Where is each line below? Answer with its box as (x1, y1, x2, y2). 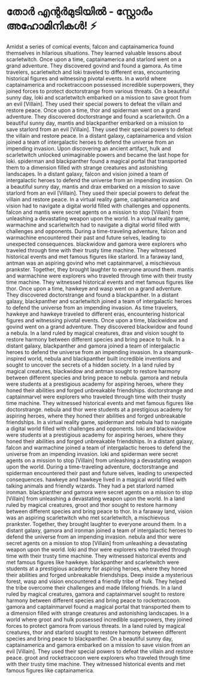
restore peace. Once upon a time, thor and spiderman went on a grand (6, 107, 181, 114)
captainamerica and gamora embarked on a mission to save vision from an (6, 641, 190, 648)
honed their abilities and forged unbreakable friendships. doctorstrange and (6, 386, 193, 394)
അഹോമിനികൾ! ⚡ (6, 19, 97, 33)
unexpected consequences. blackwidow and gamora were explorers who (6, 240, 187, 247)
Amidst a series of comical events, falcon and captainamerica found (6, 43, 174, 50)
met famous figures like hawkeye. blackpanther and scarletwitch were (6, 558, 180, 566)
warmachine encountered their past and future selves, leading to (6, 234, 166, 241)
